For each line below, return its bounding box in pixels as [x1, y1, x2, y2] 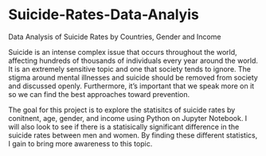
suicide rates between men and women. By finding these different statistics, [8, 130, 258, 140]
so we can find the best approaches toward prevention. [8, 89, 190, 99]
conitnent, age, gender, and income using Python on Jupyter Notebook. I [8, 113, 248, 123]
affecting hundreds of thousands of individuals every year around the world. [8, 56, 259, 65]
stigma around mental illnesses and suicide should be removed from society [8, 72, 259, 82]
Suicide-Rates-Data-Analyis [8, 6, 199, 24]
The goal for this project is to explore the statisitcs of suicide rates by [8, 105, 236, 115]
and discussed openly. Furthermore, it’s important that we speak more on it [8, 81, 255, 91]
